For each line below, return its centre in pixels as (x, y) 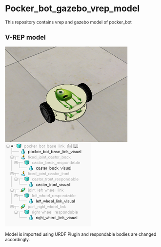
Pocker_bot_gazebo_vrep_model (72, 9)
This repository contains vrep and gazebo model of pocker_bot (68, 22)
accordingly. (18, 239)
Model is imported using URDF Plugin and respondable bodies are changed (81, 234)
